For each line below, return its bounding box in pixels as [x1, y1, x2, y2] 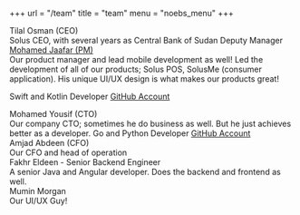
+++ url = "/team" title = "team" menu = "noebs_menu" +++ [9, 8, 234, 18]
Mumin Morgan [9, 186, 66, 196]
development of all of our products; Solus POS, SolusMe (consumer [9, 64, 263, 74]
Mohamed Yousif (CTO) [9, 109, 98, 119]
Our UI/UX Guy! [9, 195, 68, 206]
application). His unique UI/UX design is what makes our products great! [9, 73, 279, 84]
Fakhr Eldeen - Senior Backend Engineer [9, 157, 161, 167]
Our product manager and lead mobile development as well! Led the [9, 54, 264, 64]
